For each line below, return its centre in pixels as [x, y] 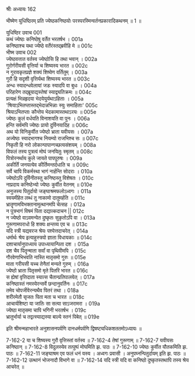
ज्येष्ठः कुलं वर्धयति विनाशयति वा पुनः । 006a [48, 118]
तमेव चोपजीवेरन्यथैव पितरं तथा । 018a [42, 290]
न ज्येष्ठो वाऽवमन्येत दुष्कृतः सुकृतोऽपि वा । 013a [51, 218]
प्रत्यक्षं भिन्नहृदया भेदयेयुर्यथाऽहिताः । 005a [45, 99]
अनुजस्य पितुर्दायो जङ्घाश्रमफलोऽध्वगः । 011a [49, 191]
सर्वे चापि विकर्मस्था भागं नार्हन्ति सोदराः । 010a [49, 171]
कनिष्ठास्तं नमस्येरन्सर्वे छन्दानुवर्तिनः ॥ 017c [47, 284]
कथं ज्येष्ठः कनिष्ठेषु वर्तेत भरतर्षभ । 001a [45, 39]
